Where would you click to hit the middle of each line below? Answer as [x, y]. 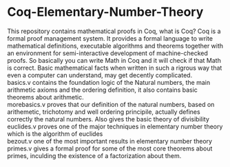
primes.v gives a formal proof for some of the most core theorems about [110, 148]
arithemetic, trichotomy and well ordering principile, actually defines [104, 112]
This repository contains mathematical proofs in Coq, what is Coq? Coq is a [114, 31]
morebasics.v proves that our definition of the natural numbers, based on [111, 104]
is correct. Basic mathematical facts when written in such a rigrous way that [115, 68]
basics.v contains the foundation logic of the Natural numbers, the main [109, 82]
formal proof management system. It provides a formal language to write [110, 38]
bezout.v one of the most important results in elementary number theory [109, 141]
